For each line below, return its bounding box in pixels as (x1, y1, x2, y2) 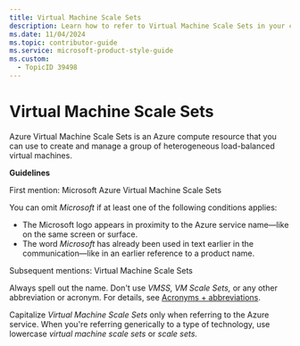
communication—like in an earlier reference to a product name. (21, 248, 255, 258)
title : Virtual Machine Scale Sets (9, 13, 142, 22)
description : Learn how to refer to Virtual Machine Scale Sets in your (9, 21, 286, 30)
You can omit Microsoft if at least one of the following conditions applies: (9, 202, 278, 213)
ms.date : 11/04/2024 (9, 30, 87, 38)
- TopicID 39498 (17, 63, 78, 72)
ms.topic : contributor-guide (9, 38, 118, 47)
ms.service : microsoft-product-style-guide (9, 46, 174, 55)
